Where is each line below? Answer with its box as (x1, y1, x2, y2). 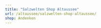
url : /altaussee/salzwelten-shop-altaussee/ (5, 11, 97, 16)
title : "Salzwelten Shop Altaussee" (5, 7, 79, 12)
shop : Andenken (5, 16, 36, 20)
